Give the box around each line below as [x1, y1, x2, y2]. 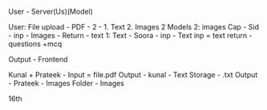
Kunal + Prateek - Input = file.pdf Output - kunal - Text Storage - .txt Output [8, 70, 258, 79]
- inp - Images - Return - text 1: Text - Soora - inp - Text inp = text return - [8, 31, 253, 40]
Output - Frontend [8, 55, 68, 64]
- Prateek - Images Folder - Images [8, 79, 125, 88]
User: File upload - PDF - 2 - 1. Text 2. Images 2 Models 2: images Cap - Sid [8, 22, 259, 31]
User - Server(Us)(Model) [8, 7, 94, 16]
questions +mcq [8, 39, 63, 49]
